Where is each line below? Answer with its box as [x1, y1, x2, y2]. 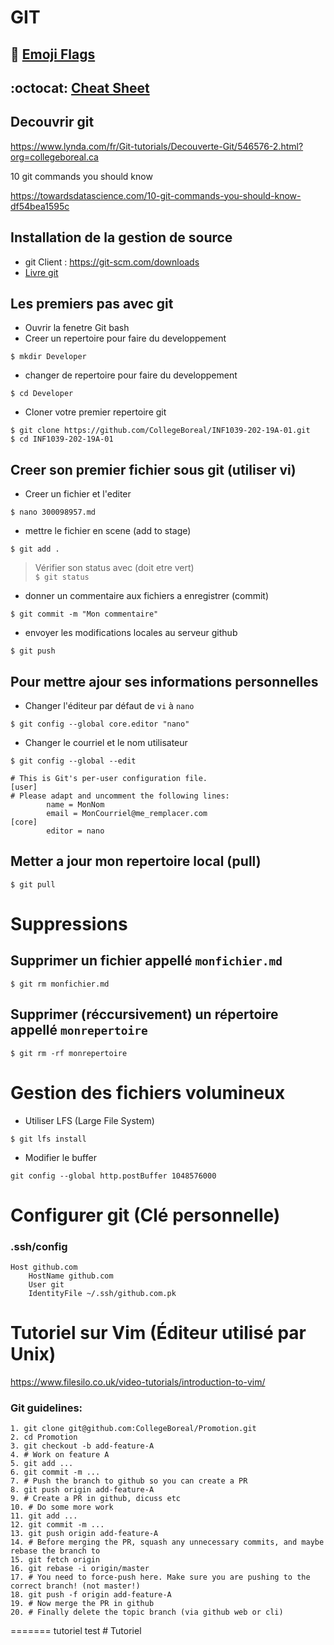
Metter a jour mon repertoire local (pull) [10, 853, 262, 870]
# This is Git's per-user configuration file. [10, 774, 208, 784]
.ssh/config [10, 1239, 68, 1253]
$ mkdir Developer [10, 352, 87, 362]
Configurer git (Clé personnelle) [10, 1204, 281, 1226]
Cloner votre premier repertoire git [24, 406, 167, 418]
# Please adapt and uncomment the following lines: [10, 791, 230, 801]
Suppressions [10, 913, 128, 936]
